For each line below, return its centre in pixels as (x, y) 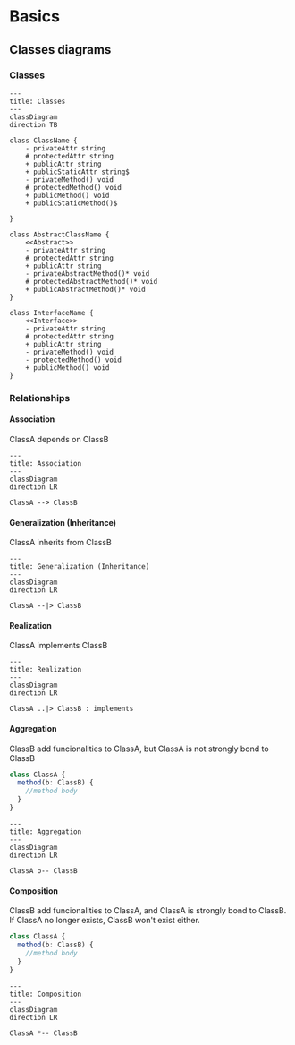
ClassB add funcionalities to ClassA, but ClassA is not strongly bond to (139, 749)
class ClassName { (43, 141)
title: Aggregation (46, 831)
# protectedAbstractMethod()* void (92, 281)
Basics (35, 17)
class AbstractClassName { (59, 235)
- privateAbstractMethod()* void (88, 274)
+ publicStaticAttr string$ (77, 172)
